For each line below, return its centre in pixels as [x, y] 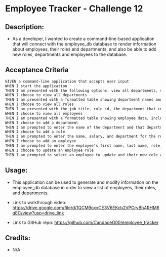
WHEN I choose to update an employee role [49, 150]
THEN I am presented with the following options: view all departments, [82, 90]
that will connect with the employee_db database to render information [84, 44]
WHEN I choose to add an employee [41, 141]
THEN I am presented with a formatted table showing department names [79, 100]
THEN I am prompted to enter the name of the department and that [75, 127]
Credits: [18, 238]
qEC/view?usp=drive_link [38, 213]
